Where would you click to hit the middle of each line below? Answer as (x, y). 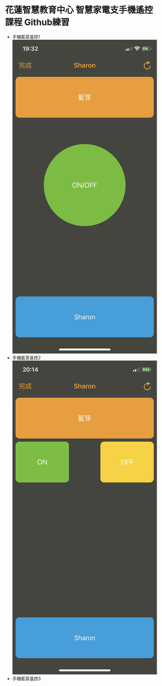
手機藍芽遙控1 (26, 37)
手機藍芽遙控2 (26, 357)
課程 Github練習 (37, 22)
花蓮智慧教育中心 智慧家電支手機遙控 (79, 10)
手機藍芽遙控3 (26, 678)
